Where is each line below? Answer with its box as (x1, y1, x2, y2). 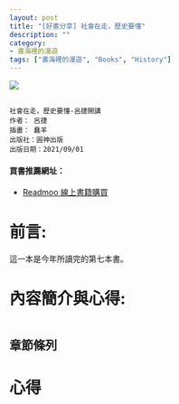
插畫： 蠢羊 (9, 126, 48, 135)
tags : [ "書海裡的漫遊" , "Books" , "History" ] (9, 55, 172, 64)
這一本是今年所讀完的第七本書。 (9, 254, 128, 265)
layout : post (9, 13, 59, 23)
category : (9, 38, 47, 48)
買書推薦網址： (9, 164, 65, 176)
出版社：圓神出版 (9, 136, 64, 145)
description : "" (9, 30, 71, 39)
